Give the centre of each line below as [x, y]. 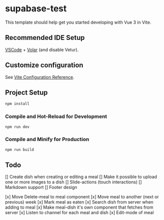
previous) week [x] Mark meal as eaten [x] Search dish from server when [79, 202]
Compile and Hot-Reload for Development [56, 116]
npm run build [20, 149]
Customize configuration [44, 65]
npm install [17, 104]
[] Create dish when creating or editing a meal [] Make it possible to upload [81, 177]
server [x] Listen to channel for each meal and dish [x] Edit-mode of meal [80, 213]
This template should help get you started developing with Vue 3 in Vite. [78, 22]
